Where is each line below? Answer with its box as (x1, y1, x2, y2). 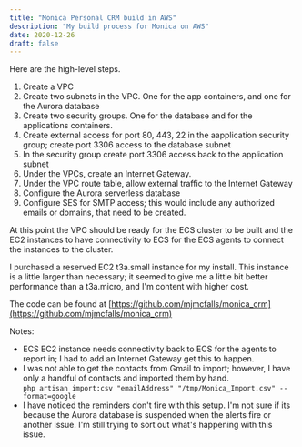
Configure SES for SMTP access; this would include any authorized (22, 198, 275, 208)
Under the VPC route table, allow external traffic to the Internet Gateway (22, 178, 293, 189)
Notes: (9, 326, 35, 337)
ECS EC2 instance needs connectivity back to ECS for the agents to (22, 343, 277, 355)
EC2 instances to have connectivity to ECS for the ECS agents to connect (9, 234, 285, 246)
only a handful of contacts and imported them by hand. (22, 372, 229, 383)
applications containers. (22, 120, 114, 131)
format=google (22, 392, 76, 401)
